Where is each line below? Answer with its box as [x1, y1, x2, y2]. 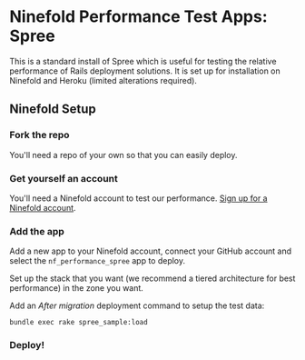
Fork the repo [9, 129, 70, 142]
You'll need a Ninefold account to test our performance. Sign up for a [9, 193, 268, 204]
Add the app [9, 225, 65, 237]
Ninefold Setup [9, 102, 97, 117]
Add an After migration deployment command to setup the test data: [9, 300, 265, 311]
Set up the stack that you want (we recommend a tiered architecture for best [9, 273, 296, 284]
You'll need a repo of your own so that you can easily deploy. [9, 149, 238, 160]
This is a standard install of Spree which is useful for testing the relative [9, 55, 277, 66]
